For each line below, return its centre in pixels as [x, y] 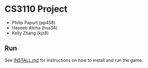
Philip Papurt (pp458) [33, 23]
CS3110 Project [36, 9]
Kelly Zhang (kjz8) [30, 33]
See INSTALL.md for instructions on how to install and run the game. [74, 60]
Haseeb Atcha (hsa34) [34, 27]
